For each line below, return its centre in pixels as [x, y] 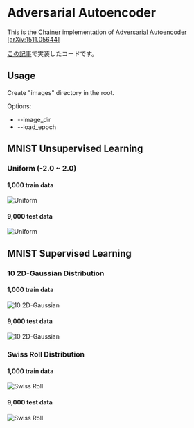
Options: [19, 106]
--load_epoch [37, 127]
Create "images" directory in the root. [61, 92]
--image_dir [34, 119]
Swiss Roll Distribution [46, 354]
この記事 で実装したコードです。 [53, 53]
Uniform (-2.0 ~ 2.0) [42, 169]
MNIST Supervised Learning [69, 254]
